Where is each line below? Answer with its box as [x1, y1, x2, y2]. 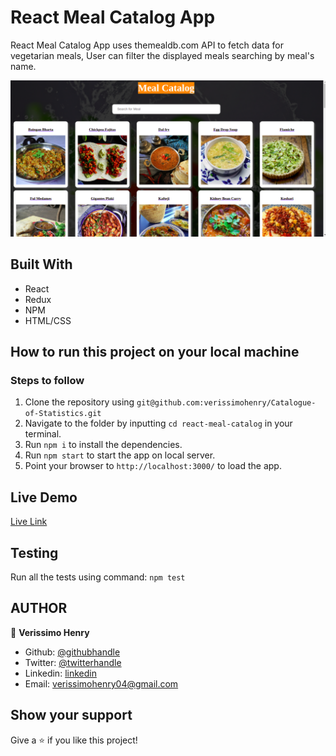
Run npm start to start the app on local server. [24, 449, 216, 461]
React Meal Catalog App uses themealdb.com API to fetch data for [10, 39, 285, 51]
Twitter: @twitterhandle [24, 656, 122, 668]
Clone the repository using [24, 396, 135, 408]
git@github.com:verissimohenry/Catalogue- [136, 398, 317, 408]
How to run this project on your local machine [10, 344, 300, 361]
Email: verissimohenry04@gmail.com [24, 677, 179, 690]
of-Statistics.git [24, 409, 102, 419]
